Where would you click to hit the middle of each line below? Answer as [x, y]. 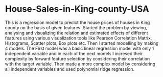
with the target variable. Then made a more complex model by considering [80, 64]
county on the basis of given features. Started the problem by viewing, [76, 27]
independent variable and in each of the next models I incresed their [74, 53]
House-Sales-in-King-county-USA [77, 9]
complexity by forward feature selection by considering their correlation [78, 58]
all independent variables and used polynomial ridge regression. [70, 69]
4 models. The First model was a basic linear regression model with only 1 [80, 48]
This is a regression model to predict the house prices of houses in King [78, 22]
